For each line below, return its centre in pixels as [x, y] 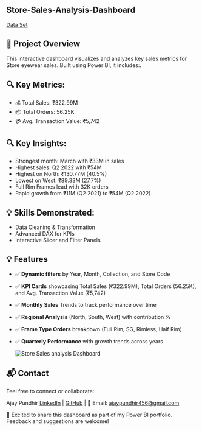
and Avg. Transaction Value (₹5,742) [60, 293]
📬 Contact [28, 373]
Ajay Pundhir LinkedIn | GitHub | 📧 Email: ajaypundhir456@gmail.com [93, 403]
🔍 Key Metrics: [36, 85]
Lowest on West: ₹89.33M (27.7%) [58, 180]
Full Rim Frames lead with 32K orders [62, 187]
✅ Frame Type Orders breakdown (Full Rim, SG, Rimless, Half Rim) [98, 329]
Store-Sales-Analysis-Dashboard [71, 10]
